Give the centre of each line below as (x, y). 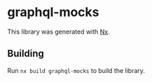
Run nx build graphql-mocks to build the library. (76, 70)
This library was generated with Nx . (58, 32)
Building (26, 54)
